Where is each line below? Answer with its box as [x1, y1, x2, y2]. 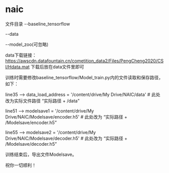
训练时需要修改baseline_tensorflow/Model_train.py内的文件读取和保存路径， [5, 74, 163, 80]
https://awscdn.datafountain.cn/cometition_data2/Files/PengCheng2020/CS [5, 57, 164, 64]
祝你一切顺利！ [5, 162, 36, 168]
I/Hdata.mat [5, 64, 30, 70]
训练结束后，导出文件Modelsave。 [5, 151, 77, 157]
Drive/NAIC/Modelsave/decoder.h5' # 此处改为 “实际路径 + [5, 135, 128, 141]
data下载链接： [5, 52, 37, 58]
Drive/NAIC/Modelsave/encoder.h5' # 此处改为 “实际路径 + [5, 113, 128, 120]
